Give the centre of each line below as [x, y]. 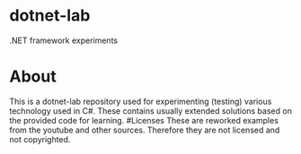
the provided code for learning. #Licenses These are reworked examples [144, 120]
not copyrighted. [40, 139]
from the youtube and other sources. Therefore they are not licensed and [145, 130]
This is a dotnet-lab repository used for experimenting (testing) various [141, 101]
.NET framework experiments [64, 40]
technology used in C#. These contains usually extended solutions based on [150, 111]
